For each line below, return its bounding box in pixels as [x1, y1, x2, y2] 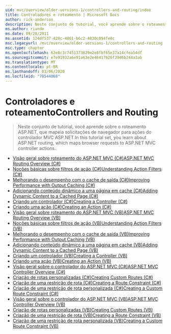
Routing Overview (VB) [12, 215, 61, 221]
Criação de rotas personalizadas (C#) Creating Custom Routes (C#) [12, 274, 154, 280]
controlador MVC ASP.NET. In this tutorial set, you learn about [17, 134, 147, 140]
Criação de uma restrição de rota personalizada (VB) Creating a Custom [12, 317, 163, 324]
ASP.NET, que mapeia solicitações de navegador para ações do [17, 129, 152, 135]
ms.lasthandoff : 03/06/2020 [5, 69, 65, 74]
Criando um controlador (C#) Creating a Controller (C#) [12, 198, 128, 204]
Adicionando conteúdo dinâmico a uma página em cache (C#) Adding [12, 187, 158, 194]
